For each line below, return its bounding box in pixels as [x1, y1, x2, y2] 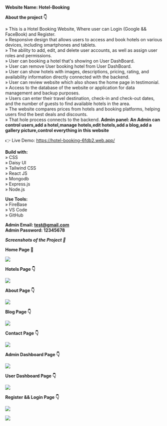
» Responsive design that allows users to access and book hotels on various [5, 37, 162, 42]
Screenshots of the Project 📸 [5, 237, 66, 243]
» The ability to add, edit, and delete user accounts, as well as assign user [5, 47, 157, 53]
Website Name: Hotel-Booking [5, 5, 70, 10]
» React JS [5, 170, 27, 176]
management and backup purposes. [5, 90, 80, 96]
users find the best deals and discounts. [5, 112, 88, 117]
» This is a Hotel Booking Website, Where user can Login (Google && [5, 26, 146, 32]
